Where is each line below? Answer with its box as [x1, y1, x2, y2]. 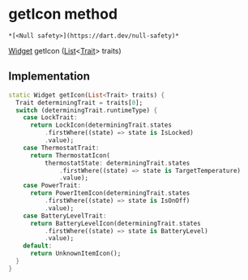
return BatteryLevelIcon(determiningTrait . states [29, 219, 201, 227]
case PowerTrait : [23, 182, 82, 190]
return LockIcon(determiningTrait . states [29, 121, 173, 130]
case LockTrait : [23, 114, 79, 122]
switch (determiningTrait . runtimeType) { [15, 106, 158, 114]
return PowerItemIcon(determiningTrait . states [29, 189, 190, 197]
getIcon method [8, 5, 118, 24]
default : [23, 242, 53, 250]
